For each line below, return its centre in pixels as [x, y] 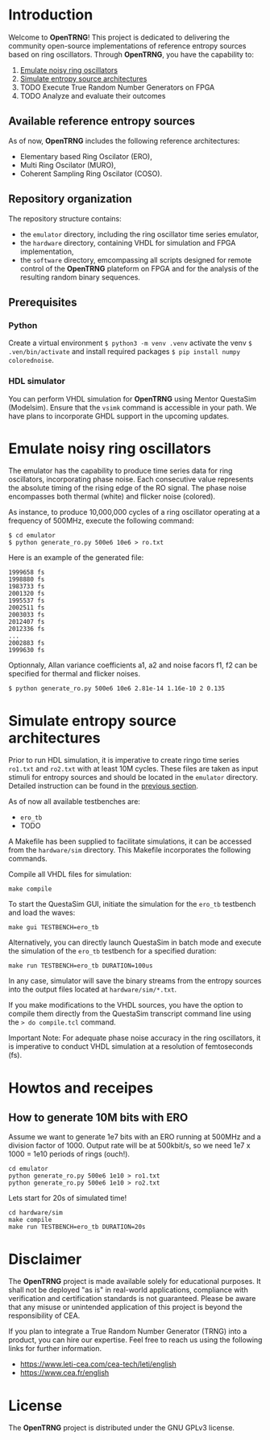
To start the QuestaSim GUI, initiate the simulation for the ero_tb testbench [132, 904]
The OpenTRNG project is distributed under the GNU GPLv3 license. [122, 1428]
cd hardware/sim [35, 1213]
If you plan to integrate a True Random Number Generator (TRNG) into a [128, 1332]
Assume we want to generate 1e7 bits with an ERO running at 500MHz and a [135, 1137]
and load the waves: [42, 913]
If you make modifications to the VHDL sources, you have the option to [126, 1005]
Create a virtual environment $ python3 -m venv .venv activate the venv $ [130, 343]
